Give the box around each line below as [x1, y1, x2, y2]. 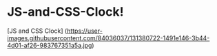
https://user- [66, 27, 103, 35]
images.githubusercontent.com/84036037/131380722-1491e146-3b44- [7, 33, 210, 42]
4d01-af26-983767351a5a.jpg [7, 41, 92, 49]
